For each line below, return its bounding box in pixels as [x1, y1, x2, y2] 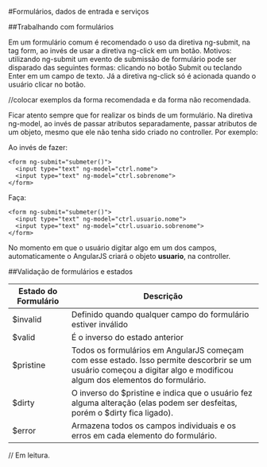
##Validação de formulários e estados [8, 267, 133, 276]
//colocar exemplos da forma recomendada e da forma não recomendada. [8, 95, 251, 104]
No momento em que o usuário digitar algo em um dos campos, [8, 243, 217, 253]
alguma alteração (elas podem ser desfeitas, [71, 397, 238, 408]
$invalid [12, 314, 42, 325]
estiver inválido [71, 319, 129, 330]
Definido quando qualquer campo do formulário [71, 309, 250, 320]
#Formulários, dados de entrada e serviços [8, 7, 149, 16]
